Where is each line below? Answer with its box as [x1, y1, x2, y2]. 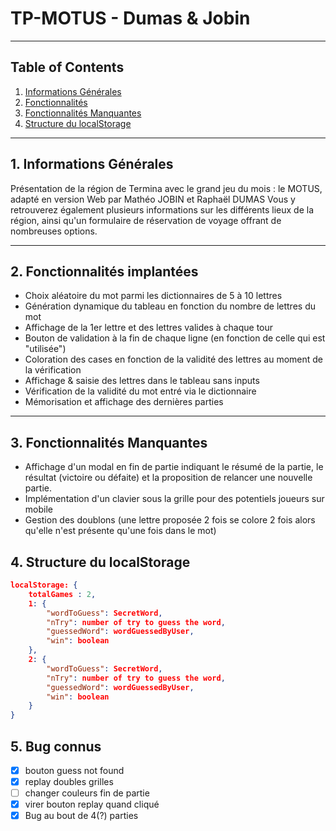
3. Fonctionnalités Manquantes [10, 434, 208, 451]
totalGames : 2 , [28, 589, 97, 599]
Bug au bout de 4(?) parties [24, 810, 139, 822]
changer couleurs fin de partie [24, 787, 150, 799]
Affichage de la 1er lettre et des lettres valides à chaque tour [24, 322, 274, 334]
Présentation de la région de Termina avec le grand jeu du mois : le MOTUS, [10, 182, 323, 194]
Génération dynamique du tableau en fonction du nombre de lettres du [24, 300, 316, 312]
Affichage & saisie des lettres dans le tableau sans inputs [24, 375, 260, 387]
